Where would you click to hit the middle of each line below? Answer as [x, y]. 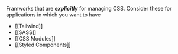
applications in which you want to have [54, 15]
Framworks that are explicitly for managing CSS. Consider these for [89, 9]
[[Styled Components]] [43, 45]
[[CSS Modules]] [35, 38]
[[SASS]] [25, 32]
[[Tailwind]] [29, 26]
